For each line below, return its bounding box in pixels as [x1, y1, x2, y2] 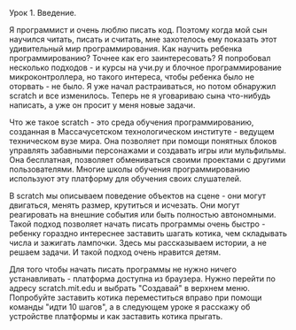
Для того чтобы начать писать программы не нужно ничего [9, 265, 238, 274]
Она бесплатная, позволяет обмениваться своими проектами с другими [9, 155, 286, 165]
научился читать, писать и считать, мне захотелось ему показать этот [9, 35, 277, 44]
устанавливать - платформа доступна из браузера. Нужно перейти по [9, 273, 277, 284]
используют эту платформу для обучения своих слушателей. [9, 173, 242, 184]
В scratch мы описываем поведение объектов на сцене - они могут [9, 190, 267, 201]
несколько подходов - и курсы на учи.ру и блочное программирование [9, 62, 282, 73]
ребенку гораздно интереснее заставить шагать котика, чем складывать [9, 228, 288, 238]
